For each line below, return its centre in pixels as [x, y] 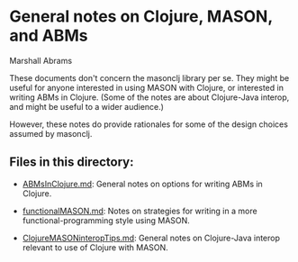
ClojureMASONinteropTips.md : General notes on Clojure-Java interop [151, 238]
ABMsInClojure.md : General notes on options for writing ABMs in [142, 184]
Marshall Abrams [41, 60]
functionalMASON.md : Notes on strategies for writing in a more [140, 211]
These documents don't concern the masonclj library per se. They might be [149, 77]
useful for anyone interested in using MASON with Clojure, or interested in [146, 87]
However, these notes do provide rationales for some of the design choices [149, 124]
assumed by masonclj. [51, 133]
